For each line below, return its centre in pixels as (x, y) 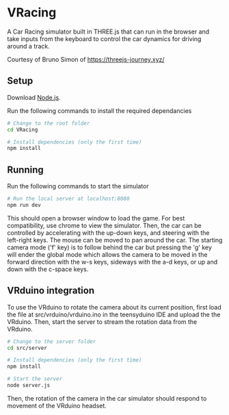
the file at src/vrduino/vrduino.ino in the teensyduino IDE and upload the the (114, 314)
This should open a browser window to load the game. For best (96, 218)
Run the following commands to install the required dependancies (99, 110)
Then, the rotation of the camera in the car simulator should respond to (107, 398)
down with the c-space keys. (48, 269)
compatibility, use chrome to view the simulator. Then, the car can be (104, 225)
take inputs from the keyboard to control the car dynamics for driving (104, 38)
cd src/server (27, 348)
